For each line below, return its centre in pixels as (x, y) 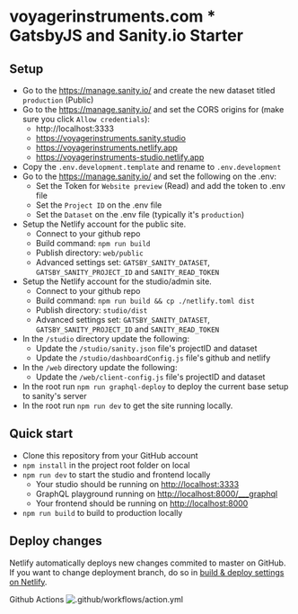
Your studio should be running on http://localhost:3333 (137, 484)
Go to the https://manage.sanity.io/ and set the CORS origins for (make (153, 109)
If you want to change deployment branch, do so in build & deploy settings (147, 572)
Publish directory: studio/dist (92, 310)
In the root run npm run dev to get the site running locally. (127, 405)
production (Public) (58, 100)
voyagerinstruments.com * (113, 17)
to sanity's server (54, 396)
